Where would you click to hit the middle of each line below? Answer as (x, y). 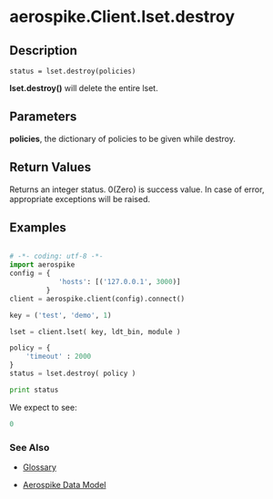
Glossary (40, 467)
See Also (30, 447)
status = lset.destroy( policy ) (73, 374)
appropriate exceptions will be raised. (80, 199)
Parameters (43, 117)
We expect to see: (43, 407)
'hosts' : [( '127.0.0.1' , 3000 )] (119, 282)
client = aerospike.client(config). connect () (97, 299)
